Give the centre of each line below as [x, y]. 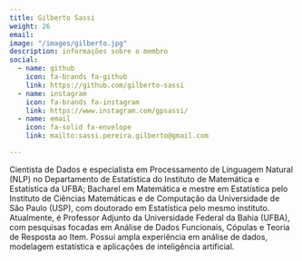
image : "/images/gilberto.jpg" [68, 43]
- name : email [44, 119]
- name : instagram [53, 93]
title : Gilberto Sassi [52, 18]
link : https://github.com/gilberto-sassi [105, 85]
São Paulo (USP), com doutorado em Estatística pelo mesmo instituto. [140, 208]
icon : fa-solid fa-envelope [78, 128]
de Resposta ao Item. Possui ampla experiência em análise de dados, [139, 237]
